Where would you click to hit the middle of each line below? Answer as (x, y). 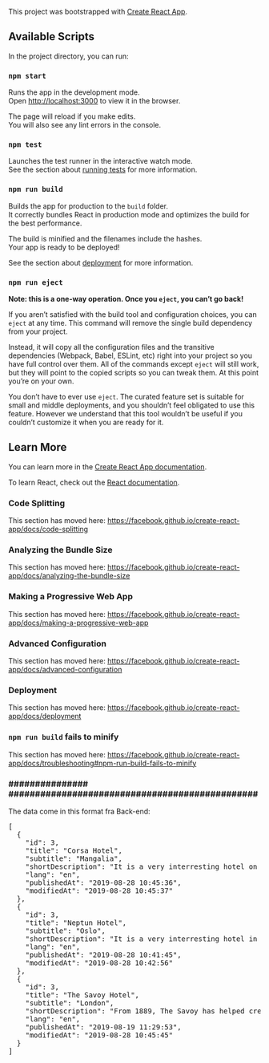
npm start (27, 76)
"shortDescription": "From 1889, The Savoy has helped (135, 1011)
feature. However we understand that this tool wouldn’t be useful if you (125, 414)
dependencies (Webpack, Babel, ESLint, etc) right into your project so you (130, 355)
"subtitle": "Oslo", (65, 931)
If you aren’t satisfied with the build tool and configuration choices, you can (133, 314)
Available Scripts (51, 37)
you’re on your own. (41, 381)
